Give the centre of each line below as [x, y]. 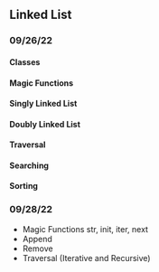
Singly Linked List [43, 104]
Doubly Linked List [45, 124]
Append [37, 239]
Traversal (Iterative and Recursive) [86, 258]
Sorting [24, 186]
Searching [29, 165]
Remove [37, 249]
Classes [25, 61]
